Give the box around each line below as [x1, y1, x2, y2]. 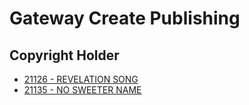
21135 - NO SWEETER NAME [23, 84, 142, 96]
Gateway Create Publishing [9, 7, 241, 30]
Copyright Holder [9, 47, 120, 64]
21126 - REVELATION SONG [23, 73, 139, 85]
